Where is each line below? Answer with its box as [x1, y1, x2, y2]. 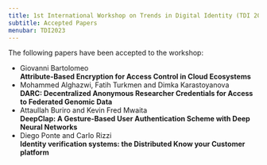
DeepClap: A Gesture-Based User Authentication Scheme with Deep [19, 114, 250, 124]
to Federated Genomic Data [19, 97, 113, 107]
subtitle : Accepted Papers [8, 19, 98, 27]
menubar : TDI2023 [8, 26, 66, 34]
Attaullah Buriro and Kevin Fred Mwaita [19, 106, 148, 115]
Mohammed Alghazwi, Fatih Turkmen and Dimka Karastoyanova [19, 80, 230, 90]
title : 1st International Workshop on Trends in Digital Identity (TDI [8, 11, 250, 20]
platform [19, 148, 49, 157]
